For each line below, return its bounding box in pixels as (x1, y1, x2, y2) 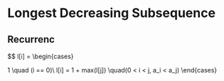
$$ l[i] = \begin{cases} (7, 52, 74, 60)
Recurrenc (7, 33, 55, 45)
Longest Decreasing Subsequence (7, 5, 215, 21)
